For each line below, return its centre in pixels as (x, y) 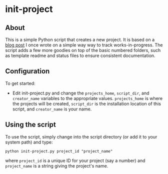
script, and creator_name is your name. (52, 109)
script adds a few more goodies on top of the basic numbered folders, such (83, 50)
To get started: (20, 83)
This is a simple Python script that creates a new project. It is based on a (80, 39)
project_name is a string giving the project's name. (57, 165)
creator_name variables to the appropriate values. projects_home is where (87, 98)
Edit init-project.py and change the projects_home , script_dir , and (81, 93)
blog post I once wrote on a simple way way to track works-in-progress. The (84, 45)
